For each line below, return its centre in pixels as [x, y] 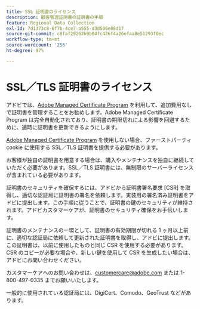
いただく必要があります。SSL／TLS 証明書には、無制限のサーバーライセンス [100, 167]
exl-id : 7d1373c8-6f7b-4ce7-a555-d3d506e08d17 [65, 28]
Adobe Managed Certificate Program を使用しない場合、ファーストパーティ [99, 140]
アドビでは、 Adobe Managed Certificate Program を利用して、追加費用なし [99, 104]
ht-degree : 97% [25, 51]
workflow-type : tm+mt [33, 39]
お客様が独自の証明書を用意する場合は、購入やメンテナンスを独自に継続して [100, 160]
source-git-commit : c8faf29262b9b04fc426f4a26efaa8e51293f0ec [85, 34]
